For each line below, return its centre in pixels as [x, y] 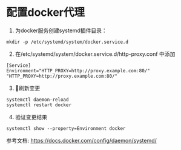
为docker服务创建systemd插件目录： [61, 30]
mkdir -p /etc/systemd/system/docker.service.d [67, 42]
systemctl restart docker [39, 105]
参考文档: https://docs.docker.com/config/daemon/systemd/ [82, 140]
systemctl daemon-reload [38, 100]
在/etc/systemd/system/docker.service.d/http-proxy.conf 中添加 [95, 54]
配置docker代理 [45, 12]
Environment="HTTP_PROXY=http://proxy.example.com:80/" [78, 70]
